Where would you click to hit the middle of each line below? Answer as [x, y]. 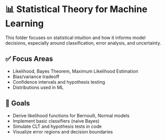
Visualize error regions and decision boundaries [63, 131]
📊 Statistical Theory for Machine [76, 9]
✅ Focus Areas [29, 59]
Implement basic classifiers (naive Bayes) [56, 121]
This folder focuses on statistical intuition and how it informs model [75, 38]
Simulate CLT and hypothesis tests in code [57, 126]
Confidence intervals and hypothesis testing [59, 82]
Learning [25, 24]
